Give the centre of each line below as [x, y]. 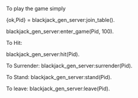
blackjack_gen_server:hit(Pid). [43, 54]
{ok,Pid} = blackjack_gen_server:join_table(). [60, 20]
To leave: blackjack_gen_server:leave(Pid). [58, 89]
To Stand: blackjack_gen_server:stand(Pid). [59, 77]
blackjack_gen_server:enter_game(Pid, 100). [60, 31]
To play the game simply [36, 9]
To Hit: [14, 43]
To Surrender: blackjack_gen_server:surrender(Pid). [69, 66]
